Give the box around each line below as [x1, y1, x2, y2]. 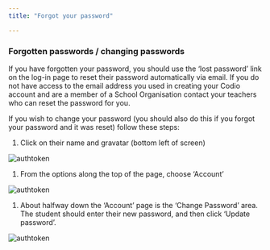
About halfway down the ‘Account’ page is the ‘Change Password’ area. [19, 200, 258, 210]
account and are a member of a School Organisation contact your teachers [8, 90, 257, 99]
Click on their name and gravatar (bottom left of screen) [19, 138, 206, 148]
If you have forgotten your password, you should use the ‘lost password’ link [8, 64, 262, 73]
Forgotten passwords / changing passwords [8, 45, 185, 56]
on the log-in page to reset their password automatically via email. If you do [8, 72, 260, 81]
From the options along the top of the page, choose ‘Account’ [19, 169, 224, 178]
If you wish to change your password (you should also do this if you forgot [8, 114, 255, 123]
